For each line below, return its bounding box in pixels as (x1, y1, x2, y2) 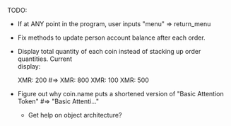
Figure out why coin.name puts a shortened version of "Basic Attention (17, 90, 224, 98)
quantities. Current (17, 55, 73, 63)
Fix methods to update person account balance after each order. (17, 33, 206, 42)
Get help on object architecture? (28, 111, 122, 119)
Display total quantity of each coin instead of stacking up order (17, 47, 201, 55)
